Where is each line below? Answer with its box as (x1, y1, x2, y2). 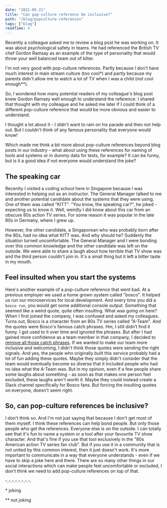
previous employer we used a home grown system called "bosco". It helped (5, 291, 161, 297)
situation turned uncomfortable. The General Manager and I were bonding (5, 238, 157, 244)
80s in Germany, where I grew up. (5, 217, 75, 223)
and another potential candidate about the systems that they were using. (5, 196, 155, 202)
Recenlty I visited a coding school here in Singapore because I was (5, 185, 143, 191)
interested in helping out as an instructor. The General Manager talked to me (5, 191, 162, 197)
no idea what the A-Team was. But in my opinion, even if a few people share (5, 366, 161, 372)
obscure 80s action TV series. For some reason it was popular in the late (5, 212, 155, 218)
